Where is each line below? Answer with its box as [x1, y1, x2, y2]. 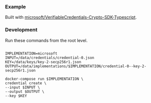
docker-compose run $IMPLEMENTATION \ [5, 76, 84, 81]
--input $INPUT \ [5, 85, 40, 90]
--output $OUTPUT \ [5, 89, 45, 94]
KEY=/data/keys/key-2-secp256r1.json [5, 59, 82, 64]
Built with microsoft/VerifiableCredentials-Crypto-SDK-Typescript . [5, 15, 137, 20]
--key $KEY [5, 93, 27, 98]
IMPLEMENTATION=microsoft [5, 51, 57, 56]
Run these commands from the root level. [5, 37, 88, 43]
